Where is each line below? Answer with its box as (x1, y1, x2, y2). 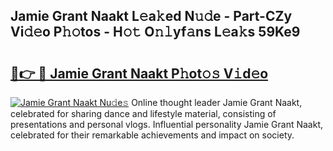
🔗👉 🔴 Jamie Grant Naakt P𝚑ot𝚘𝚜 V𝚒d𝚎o (10, 65, 269, 82)
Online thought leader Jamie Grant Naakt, (131, 97, 303, 108)
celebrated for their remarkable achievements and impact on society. (10, 129, 295, 141)
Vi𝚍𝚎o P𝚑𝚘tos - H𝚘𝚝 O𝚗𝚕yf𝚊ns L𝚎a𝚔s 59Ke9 (10, 24, 301, 41)
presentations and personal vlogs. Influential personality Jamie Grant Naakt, (10, 119, 324, 130)
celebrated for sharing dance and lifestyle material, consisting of (10, 108, 277, 119)
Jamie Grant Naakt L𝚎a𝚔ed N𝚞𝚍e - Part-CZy (10, 8, 293, 25)
